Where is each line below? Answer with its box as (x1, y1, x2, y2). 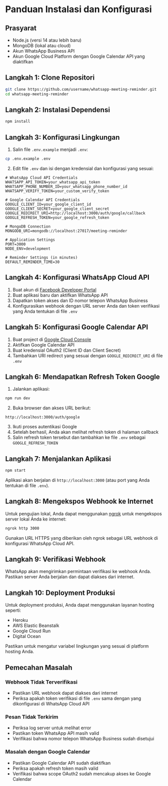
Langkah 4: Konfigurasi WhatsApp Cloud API (5, 273, 150, 282)
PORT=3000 (5, 242, 26, 247)
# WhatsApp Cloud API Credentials (5, 175, 78, 180)
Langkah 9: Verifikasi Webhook (5, 555, 106, 564)
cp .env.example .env (5, 156, 51, 162)
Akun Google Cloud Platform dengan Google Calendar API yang (12, 53, 145, 59)
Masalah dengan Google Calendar (5, 748, 90, 756)
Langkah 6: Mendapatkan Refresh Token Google (5, 372, 160, 381)
